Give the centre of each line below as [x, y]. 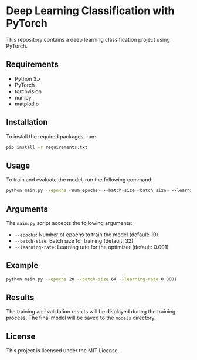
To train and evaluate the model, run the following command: [79, 180]
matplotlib [27, 104]
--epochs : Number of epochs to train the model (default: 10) [86, 235]
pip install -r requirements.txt [47, 147]
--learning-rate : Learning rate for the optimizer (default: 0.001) [91, 247]
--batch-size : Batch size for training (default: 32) [74, 240]
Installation [27, 122]
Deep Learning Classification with [90, 11]
